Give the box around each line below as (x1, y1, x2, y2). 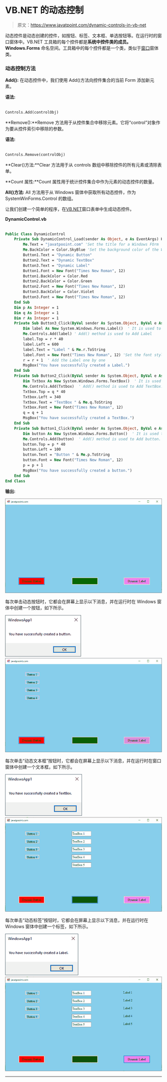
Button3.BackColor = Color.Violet (23, 290, 94, 295)
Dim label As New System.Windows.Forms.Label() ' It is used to (23, 326, 162, 331)
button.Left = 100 (23, 447, 61, 452)
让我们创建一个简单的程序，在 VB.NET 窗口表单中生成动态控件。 (5, 206, 134, 212)
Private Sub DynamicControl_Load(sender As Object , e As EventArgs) (14, 237, 159, 242)
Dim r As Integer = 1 (14, 315, 59, 320)
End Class (5, 478, 26, 483)
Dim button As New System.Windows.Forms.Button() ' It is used (23, 431, 159, 436)
